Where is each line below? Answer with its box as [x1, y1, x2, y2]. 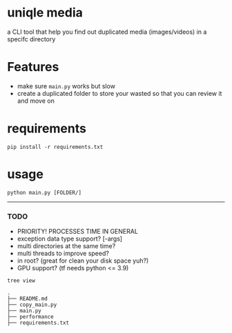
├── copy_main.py [7, 301, 57, 308]
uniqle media [7, 5, 83, 21]
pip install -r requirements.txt [7, 143, 104, 150]
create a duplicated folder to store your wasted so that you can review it [17, 89, 222, 97]
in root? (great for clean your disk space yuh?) [17, 256, 149, 265]
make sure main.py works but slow [17, 81, 116, 90]
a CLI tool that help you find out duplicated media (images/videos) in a [7, 28, 207, 36]
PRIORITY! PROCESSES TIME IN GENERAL [17, 228, 138, 236]
